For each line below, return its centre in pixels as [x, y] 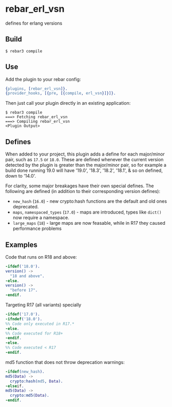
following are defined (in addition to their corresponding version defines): [83, 191]
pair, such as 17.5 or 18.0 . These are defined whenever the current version [84, 160]
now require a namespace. [41, 218]
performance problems [37, 228]
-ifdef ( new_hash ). [25, 372]
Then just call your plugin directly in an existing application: [68, 103]
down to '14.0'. [21, 176]
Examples [21, 245]
